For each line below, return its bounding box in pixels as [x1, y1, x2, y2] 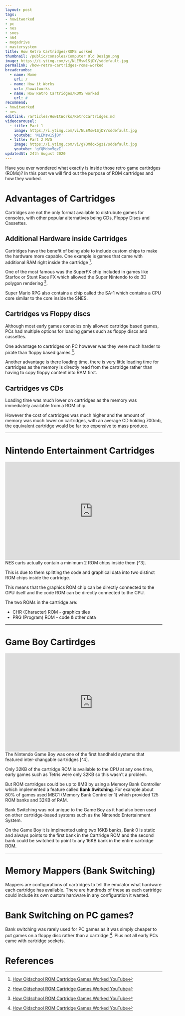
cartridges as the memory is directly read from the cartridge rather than [5, 364, 153, 370]
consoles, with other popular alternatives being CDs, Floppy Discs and [5, 215, 150, 221]
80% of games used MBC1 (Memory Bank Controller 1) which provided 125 [5, 791, 159, 797]
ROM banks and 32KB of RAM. [5, 797, 68, 803]
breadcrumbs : [5, 68, 32, 73]
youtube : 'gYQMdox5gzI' [14, 147, 64, 152]
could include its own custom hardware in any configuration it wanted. [5, 892, 150, 898]
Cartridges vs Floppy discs [5, 310, 91, 318]
